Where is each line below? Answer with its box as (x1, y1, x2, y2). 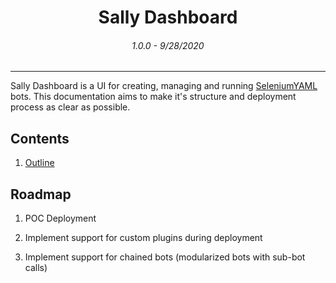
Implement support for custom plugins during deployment (24, 232, 263, 244)
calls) (24, 262, 48, 274)
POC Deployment (24, 212, 97, 225)
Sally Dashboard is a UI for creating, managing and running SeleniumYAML (10, 80, 318, 92)
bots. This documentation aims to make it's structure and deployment (10, 91, 297, 103)
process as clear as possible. (10, 101, 131, 113)
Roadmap (10, 186, 72, 203)
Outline (24, 157, 55, 169)
